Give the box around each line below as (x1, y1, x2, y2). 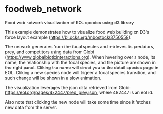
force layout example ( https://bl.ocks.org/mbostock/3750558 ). (5, 34, 132, 40)
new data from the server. (5, 104, 57, 110)
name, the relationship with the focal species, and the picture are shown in (5, 59, 156, 65)
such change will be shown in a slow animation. (5, 75, 102, 81)
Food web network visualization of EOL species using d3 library (5, 20, 134, 25)
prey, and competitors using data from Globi (5, 49, 94, 55)
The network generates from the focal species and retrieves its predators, (5, 44, 155, 49)
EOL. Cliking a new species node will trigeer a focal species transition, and (5, 69, 156, 75)
